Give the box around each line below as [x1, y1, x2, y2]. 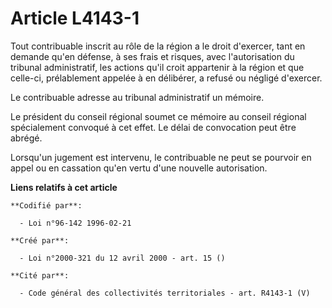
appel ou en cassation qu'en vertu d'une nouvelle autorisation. [10, 162, 268, 174]
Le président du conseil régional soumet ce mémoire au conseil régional [10, 110, 307, 122]
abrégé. [10, 132, 43, 144]
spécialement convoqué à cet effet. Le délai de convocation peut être [10, 121, 297, 133]
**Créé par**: [10, 235, 70, 246]
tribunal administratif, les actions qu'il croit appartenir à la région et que [10, 61, 305, 73]
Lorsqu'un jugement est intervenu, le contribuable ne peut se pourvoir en [10, 151, 312, 163]
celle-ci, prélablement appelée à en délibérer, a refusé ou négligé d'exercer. [10, 72, 323, 84]
